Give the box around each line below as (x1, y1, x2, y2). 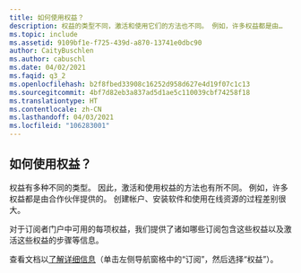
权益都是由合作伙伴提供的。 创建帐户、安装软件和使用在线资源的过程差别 (9, 193, 279, 204)
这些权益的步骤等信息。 (16, 235, 104, 245)
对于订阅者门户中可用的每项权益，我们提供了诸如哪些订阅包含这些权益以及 (9, 223, 284, 234)
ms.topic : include (9, 30, 78, 38)
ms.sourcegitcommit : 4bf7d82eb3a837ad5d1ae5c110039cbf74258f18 (9, 88, 251, 97)
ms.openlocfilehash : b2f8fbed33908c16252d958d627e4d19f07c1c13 (9, 80, 251, 89)
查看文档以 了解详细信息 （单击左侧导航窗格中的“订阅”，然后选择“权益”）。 (9, 253, 279, 264)
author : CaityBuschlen (9, 47, 94, 55)
